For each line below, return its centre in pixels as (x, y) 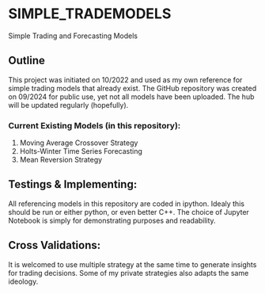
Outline (26, 61)
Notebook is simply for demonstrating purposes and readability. (112, 220)
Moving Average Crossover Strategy (79, 143)
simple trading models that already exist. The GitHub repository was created (132, 88)
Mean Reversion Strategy (61, 160)
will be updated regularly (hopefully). (68, 105)
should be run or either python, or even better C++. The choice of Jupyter (129, 212)
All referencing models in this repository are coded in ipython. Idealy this (127, 204)
